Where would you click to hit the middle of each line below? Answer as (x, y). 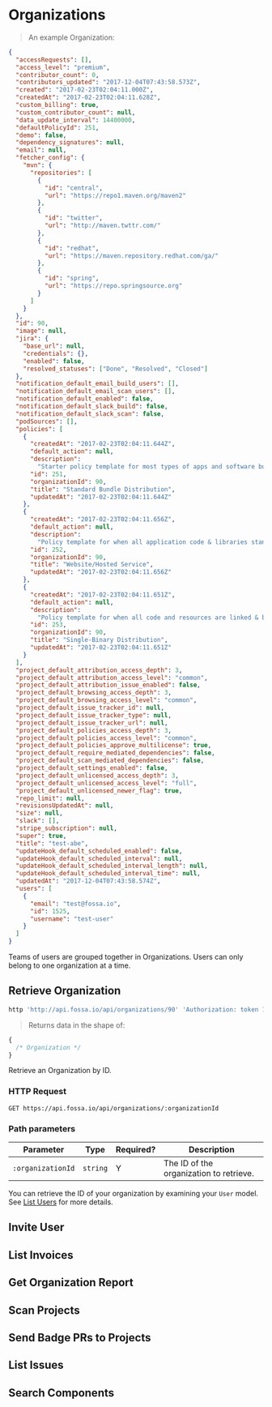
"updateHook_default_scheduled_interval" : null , (99, 858)
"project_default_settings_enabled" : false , (92, 768)
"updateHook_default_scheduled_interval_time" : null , (108, 874)
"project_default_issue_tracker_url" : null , (92, 723)
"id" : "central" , (74, 188)
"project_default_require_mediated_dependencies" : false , (116, 753)
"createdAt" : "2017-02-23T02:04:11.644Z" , (102, 444)
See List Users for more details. (61, 1202)
